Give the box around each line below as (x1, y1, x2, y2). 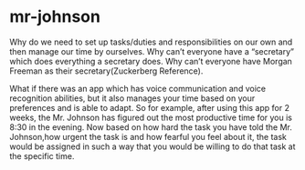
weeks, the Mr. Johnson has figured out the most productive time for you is (9, 112, 293, 123)
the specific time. (9, 150, 75, 161)
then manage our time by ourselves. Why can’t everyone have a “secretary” (9, 45, 295, 56)
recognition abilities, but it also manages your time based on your (9, 93, 256, 104)
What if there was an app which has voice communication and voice (9, 83, 267, 94)
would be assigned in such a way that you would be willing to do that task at (9, 141, 296, 152)
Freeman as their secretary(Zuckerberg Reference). (9, 65, 204, 76)
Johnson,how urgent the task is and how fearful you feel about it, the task (9, 131, 288, 142)
